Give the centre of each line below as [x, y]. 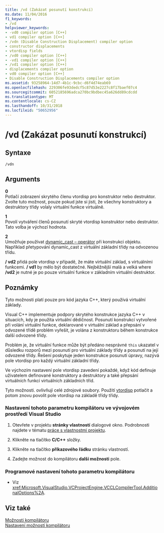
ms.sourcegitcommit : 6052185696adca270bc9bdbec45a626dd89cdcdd [71, 92]
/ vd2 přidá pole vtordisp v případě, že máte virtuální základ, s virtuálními [79, 262]
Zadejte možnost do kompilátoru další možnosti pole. [66, 459]
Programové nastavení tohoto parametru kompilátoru [70, 471]
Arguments [23, 180]
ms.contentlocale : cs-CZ [30, 101]
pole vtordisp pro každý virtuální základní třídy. [53, 361]
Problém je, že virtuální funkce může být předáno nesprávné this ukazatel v [82, 345]
